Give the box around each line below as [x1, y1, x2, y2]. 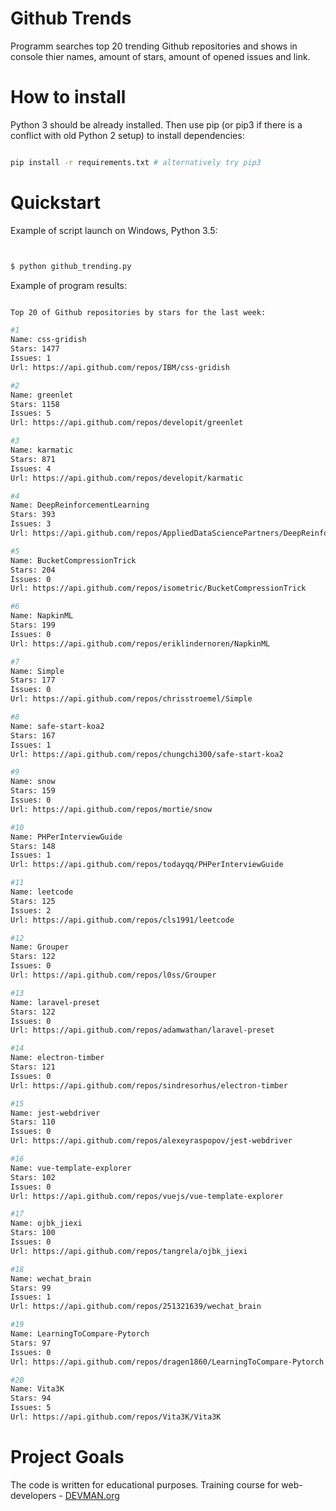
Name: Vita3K [10, 1384, 65, 1394]
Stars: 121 [10, 1062, 56, 1072]
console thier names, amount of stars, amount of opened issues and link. [10, 50, 311, 62]
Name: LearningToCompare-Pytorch [10, 1329, 150, 1339]
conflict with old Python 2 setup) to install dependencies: [10, 129, 245, 141]
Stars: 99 [10, 1283, 52, 1293]
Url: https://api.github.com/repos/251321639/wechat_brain [10, 1302, 262, 1312]
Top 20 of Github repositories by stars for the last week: [10, 307, 267, 317]
